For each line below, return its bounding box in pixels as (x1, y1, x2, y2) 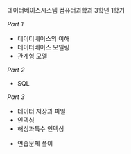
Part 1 (7, 20, 24, 28)
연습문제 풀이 (17, 139, 53, 148)
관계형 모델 (17, 52, 48, 60)
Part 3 (7, 93, 26, 101)
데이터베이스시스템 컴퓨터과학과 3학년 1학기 (7, 6, 125, 14)
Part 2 (7, 66, 26, 74)
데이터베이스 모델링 (17, 43, 70, 51)
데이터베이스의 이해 (17, 34, 70, 43)
